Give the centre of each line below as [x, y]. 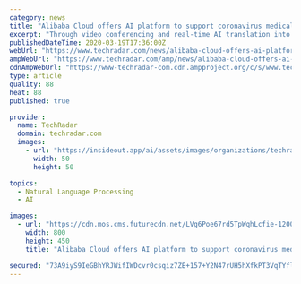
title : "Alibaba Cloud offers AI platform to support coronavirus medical [152, 26]
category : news [38, 17]
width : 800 [46, 233]
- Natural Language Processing [76, 192]
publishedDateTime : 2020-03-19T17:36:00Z [88, 43]
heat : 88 [26, 92]
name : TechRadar [47, 125]
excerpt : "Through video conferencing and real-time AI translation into [150, 34]
